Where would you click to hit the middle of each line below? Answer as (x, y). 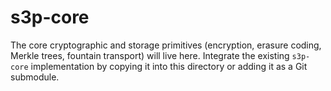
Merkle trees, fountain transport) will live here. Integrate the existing (150, 55)
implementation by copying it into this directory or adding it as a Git (169, 66)
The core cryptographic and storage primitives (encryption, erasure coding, (166, 45)
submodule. (35, 77)
